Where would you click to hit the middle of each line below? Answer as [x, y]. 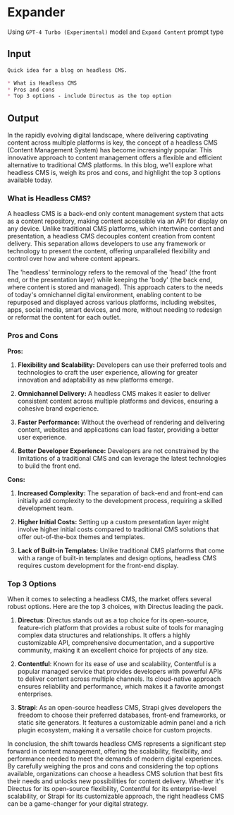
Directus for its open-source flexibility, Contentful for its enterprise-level [112, 788]
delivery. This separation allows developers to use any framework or [106, 243]
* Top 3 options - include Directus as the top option [90, 96]
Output [23, 118]
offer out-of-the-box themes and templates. [81, 536]
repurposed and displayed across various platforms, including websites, [112, 302]
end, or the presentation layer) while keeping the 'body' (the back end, [110, 280]
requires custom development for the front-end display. [98, 565]
